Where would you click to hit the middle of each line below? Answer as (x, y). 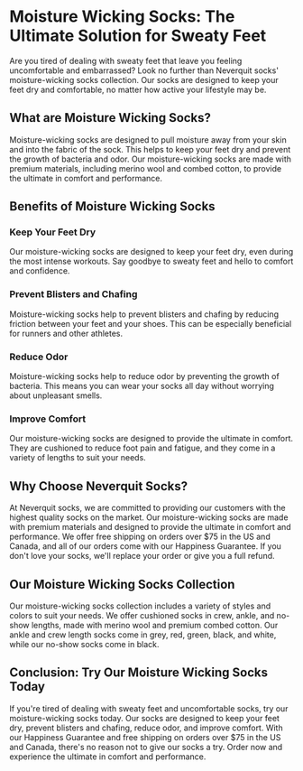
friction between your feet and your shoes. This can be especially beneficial (151, 323)
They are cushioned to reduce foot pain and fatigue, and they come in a (142, 448)
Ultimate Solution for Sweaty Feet (138, 36)
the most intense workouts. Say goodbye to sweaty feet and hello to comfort (151, 261)
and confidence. (40, 271)
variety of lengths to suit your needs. (78, 458)
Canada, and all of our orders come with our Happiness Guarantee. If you (146, 546)
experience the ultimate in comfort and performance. (108, 757)
